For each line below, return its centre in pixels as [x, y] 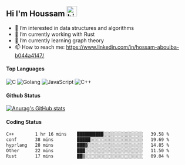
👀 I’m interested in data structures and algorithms [74, 28]
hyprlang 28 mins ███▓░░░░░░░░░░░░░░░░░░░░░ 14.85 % [88, 145]
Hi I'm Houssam [36, 14]
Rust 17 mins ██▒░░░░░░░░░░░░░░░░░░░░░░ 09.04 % [88, 156]
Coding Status [24, 122]
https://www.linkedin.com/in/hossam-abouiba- [123, 47]
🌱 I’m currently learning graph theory [59, 40]
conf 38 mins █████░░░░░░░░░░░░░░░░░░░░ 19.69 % [88, 140]
